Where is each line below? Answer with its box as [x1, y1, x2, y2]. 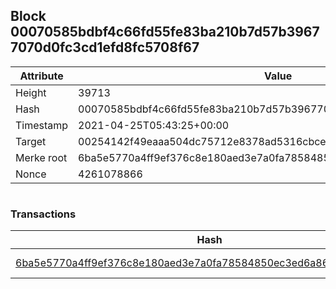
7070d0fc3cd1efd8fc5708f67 [10, 39, 200, 56]
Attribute [19, 69, 64, 83]
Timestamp [15, 118, 69, 132]
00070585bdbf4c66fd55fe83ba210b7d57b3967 [10, 24, 320, 41]
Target [15, 134, 47, 148]
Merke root [15, 150, 68, 164]
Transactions [10, 207, 77, 221]
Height [15, 85, 47, 99]
